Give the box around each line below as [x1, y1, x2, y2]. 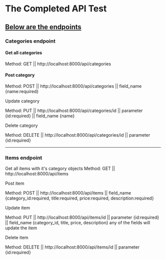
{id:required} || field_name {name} [5, 112, 75, 119]
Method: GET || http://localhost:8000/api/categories [5, 60, 111, 67]
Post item [5, 180, 25, 186]
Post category [5, 72, 35, 78]
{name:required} [5, 88, 39, 94]
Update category [5, 98, 40, 104]
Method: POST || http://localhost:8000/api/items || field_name [5, 190, 131, 196]
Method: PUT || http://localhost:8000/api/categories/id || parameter [5, 107, 143, 113]
